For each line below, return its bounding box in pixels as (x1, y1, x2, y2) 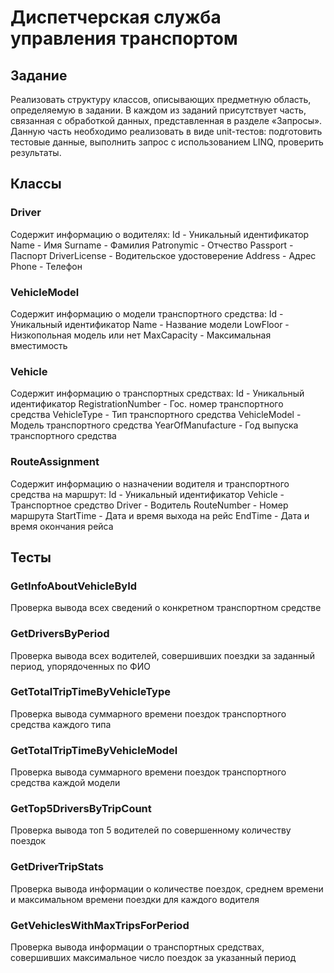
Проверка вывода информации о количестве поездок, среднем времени (10, 882, 324, 895)
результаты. (10, 147, 62, 158)
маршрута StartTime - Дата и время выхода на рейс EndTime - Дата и (10, 509, 310, 521)
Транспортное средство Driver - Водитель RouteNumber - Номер (10, 499, 289, 511)
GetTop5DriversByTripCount (10, 802, 152, 816)
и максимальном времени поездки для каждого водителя (10, 893, 260, 905)
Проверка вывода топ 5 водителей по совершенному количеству (10, 824, 292, 836)
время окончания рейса (10, 520, 114, 532)
